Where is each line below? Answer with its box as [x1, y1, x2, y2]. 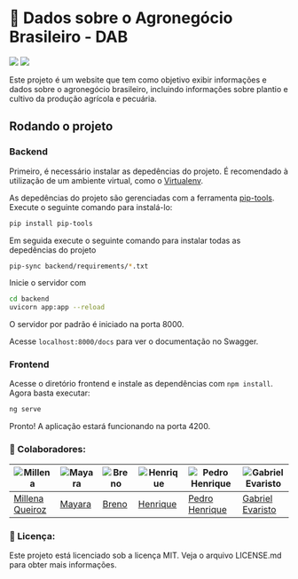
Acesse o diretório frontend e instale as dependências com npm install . [9, 379, 273, 389]
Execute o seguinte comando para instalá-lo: [9, 201, 173, 212]
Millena [13, 492, 44, 505]
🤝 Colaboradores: [9, 443, 86, 456]
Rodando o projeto [9, 119, 114, 134]
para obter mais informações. [9, 559, 117, 570]
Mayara [59, 497, 91, 510]
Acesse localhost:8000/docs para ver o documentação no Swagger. [9, 336, 259, 347]
